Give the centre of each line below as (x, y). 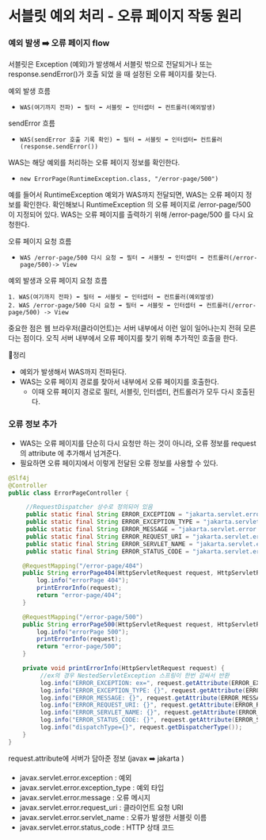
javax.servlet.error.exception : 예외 (76, 777)
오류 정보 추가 (33, 424)
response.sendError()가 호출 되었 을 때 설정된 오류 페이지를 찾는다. (112, 74)
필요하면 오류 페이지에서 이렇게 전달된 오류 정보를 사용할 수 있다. (119, 463)
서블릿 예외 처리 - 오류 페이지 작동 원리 (125, 16)
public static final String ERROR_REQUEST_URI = (108, 537)
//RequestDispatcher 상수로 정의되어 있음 (89, 507)
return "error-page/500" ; (80, 647)
